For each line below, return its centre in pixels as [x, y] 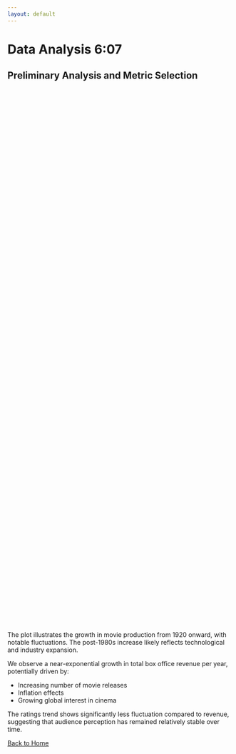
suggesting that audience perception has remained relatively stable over [113, 721]
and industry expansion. [43, 650]
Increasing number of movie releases [72, 685]
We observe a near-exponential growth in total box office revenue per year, [118, 663]
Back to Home [28, 743]
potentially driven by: [38, 671]
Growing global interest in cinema [67, 700]
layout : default [31, 14]
